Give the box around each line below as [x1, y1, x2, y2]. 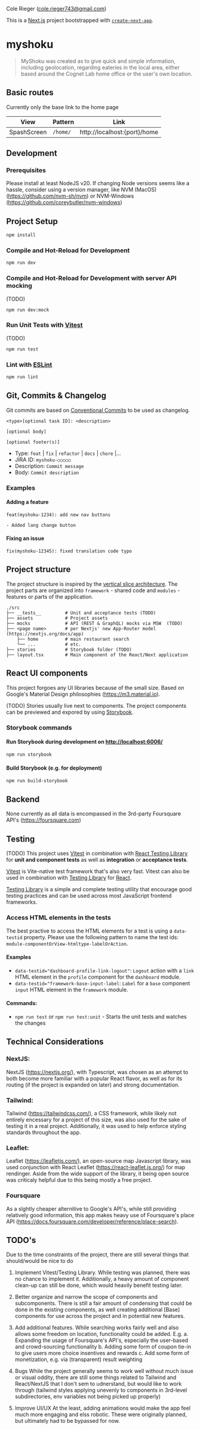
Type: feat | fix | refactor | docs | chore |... [14, 449, 121, 457]
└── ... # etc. [17, 641, 82, 647]
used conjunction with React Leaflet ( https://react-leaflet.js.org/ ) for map [6, 1164, 186, 1171]
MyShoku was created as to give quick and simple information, [20, 57, 176, 65]
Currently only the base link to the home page [6, 103, 119, 110]
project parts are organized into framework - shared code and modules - [6, 587, 180, 594]
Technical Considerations [6, 1037, 104, 1047]
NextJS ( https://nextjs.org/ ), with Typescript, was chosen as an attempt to [6, 1068, 189, 1075]
